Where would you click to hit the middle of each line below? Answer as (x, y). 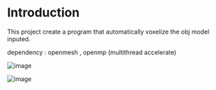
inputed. (19, 38)
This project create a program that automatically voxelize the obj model (108, 32)
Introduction (43, 13)
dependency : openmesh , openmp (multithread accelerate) (92, 52)
